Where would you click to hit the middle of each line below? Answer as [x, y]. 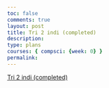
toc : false [23, 13]
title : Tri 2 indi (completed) [52, 32]
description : [26, 39]
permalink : [23, 58]
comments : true [29, 20]
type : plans [24, 45]
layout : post [26, 26]
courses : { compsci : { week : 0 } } [55, 52]
